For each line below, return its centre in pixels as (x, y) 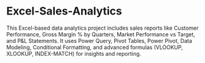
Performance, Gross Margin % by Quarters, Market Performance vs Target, (101, 34)
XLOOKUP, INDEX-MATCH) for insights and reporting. (74, 53)
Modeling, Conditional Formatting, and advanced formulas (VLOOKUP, (95, 47)
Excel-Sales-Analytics (64, 11)
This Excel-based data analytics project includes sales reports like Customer (103, 28)
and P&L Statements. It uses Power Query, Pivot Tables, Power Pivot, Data (99, 41)
